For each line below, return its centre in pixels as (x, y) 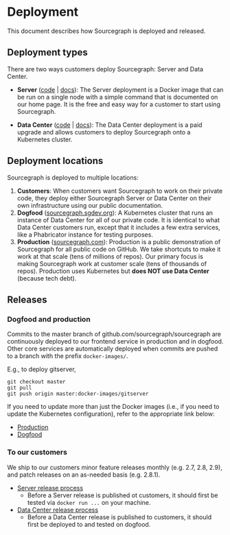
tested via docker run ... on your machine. (89, 502)
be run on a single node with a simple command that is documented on (117, 97)
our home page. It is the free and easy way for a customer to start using (119, 104)
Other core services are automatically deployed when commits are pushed (113, 349)
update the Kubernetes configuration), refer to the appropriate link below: (111, 414)
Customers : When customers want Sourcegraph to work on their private (120, 191)
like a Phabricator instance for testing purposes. (85, 235)
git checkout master (37, 382)
